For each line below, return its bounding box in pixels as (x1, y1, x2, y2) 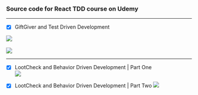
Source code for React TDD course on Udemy (6, 5, 138, 13)
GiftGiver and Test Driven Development (14, 23, 110, 30)
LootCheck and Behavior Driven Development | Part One (14, 64, 152, 71)
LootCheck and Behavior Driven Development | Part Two (14, 82, 152, 89)
